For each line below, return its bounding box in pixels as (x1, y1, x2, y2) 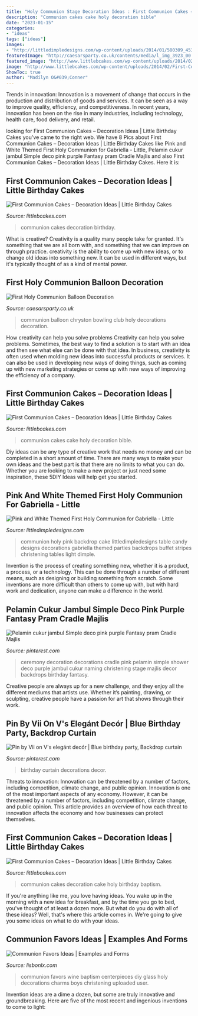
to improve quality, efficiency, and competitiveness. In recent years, (6, 103, 171, 111)
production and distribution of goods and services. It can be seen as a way (6, 97, 188, 104)
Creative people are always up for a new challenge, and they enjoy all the (6, 682, 184, 690)
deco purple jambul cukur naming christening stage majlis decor (20, 665, 177, 672)
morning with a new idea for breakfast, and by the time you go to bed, (6, 898, 176, 905)
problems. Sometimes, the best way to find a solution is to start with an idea (6, 340, 190, 347)
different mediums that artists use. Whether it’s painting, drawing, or (6, 689, 171, 696)
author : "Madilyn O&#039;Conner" (6, 75, 88, 80)
